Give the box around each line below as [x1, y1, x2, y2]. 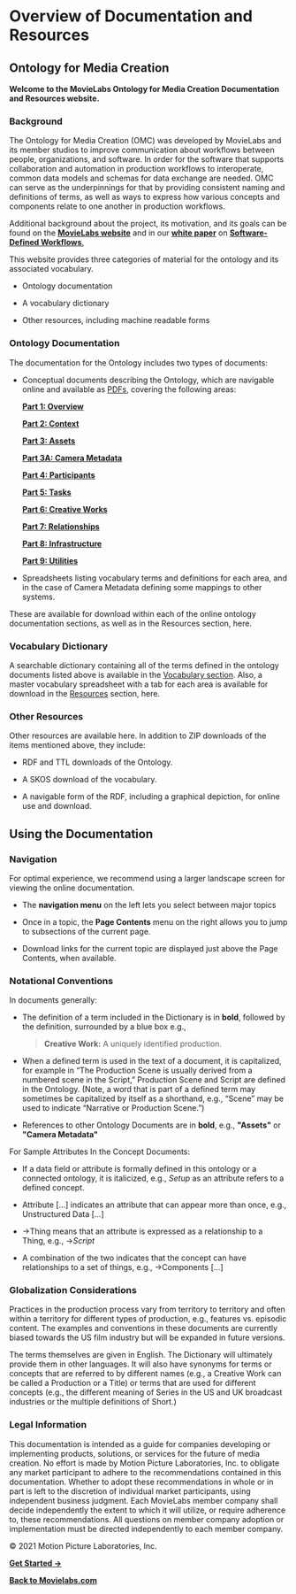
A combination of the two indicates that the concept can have [21, 1252, 247, 1263]
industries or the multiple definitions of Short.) [9, 1397, 177, 1407]
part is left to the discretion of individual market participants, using [9, 1485, 252, 1497]
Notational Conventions [9, 974, 113, 987]
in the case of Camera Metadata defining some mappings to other [21, 581, 262, 592]
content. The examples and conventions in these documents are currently [9, 1323, 278, 1334]
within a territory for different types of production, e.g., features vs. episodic [9, 1313, 287, 1324]
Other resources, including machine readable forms [21, 315, 210, 326]
